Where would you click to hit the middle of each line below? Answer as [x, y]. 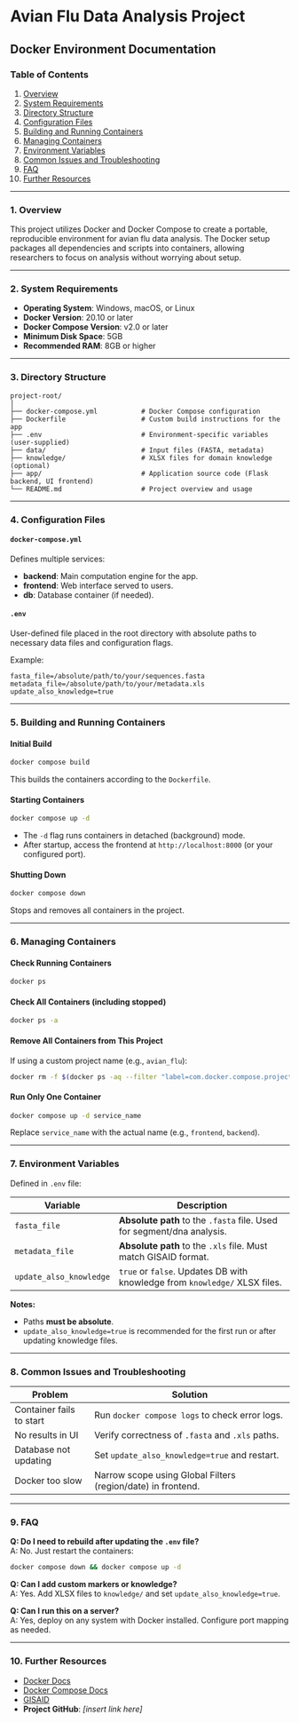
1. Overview [36, 210]
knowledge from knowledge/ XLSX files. [200, 1282]
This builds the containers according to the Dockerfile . [110, 780]
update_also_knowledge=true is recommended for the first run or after [149, 1330]
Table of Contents [50, 75]
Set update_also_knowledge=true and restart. [186, 1456]
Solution [190, 1394]
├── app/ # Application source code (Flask [139, 473]
